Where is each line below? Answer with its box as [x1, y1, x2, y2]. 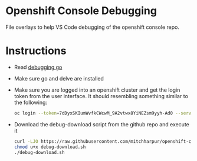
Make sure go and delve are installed [14, 75, 104, 82]
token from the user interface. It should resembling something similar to [14, 92, 188, 99]
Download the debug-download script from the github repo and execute [14, 120, 190, 128]
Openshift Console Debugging [5, 4, 157, 18]
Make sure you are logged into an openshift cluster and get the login [14, 86, 180, 93]
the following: [14, 99, 48, 106]
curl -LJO [14, 138, 39, 145]
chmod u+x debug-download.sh [14, 144, 86, 150]
